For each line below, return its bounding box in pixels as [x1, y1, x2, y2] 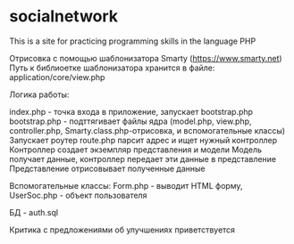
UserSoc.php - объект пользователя [9, 190, 147, 200]
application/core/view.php [9, 71, 105, 82]
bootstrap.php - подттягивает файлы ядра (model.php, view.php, [9, 116, 252, 126]
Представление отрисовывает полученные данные [9, 163, 206, 174]
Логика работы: [9, 89, 70, 100]
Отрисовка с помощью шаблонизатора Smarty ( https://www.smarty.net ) [9, 53, 283, 63]
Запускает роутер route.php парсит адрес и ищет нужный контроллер [9, 134, 278, 145]
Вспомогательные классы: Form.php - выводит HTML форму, [9, 180, 243, 191]
